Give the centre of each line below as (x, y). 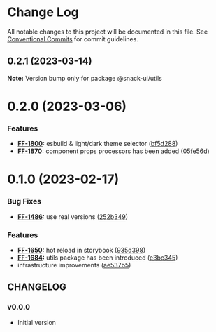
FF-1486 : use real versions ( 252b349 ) (72, 217)
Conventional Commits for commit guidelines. (73, 39)
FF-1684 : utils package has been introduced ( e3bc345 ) (98, 258)
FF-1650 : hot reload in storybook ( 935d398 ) (81, 251)
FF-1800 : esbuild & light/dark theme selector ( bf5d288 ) (98, 144)
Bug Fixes (24, 201)
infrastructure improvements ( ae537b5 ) (74, 265)
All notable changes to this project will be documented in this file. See (108, 32)
